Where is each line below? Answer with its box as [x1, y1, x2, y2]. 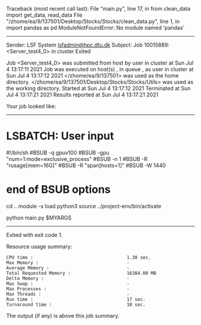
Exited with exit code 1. [6, 231, 63, 238]
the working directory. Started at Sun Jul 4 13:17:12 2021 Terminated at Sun [6, 85, 191, 92]
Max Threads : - [6, 291, 130, 297]
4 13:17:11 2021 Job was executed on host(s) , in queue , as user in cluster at [6, 66, 194, 72]
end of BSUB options [6, 183, 111, 196]
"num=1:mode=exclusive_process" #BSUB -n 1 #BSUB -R [6, 155, 148, 162]
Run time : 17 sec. [6, 296, 146, 302]
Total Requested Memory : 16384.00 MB [6, 270, 157, 276]
